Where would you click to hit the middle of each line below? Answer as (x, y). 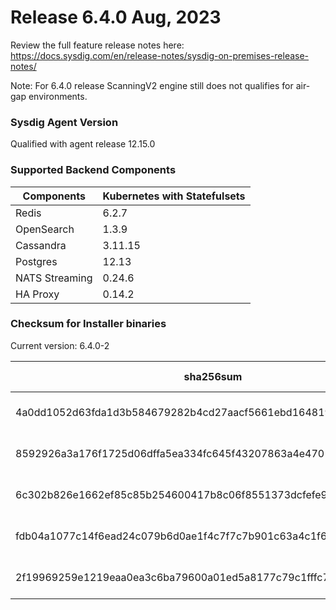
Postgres (36, 261)
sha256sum (213, 376)
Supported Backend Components (93, 170)
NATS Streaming (54, 278)
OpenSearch (45, 229)
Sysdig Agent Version (64, 122)
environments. (58, 96)
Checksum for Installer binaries (88, 324)
